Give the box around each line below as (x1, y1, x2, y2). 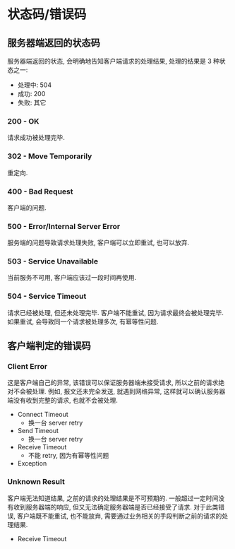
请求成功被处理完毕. (7, 134, 66, 142)
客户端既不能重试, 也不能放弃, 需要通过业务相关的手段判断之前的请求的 (16, 512, 222, 520)
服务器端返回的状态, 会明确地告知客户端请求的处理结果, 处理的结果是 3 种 (7, 57, 220, 65)
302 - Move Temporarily (7, 151, 92, 161)
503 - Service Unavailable (7, 256, 99, 266)
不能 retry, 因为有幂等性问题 (28, 451, 109, 460)
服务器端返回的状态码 (7, 37, 100, 49)
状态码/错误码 (7, 6, 87, 23)
